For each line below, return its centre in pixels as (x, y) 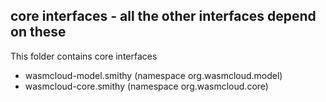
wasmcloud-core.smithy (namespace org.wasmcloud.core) (146, 86)
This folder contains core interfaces (84, 56)
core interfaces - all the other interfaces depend (163, 16)
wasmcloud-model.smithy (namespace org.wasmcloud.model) (153, 75)
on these (38, 32)
